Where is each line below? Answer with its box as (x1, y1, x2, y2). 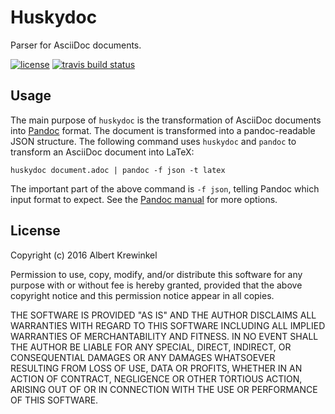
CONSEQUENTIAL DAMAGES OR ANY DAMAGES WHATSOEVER (10, 351, 276, 363)
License (10, 222, 61, 240)
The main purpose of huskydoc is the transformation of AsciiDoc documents (10, 114, 322, 126)
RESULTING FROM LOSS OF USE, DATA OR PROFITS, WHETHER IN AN (10, 362, 303, 374)
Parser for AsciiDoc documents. (10, 39, 142, 51)
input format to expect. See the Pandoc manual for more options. (10, 193, 278, 205)
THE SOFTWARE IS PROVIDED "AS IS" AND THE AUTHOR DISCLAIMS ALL (10, 309, 317, 321)
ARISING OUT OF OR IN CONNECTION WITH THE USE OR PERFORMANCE (10, 383, 318, 395)
